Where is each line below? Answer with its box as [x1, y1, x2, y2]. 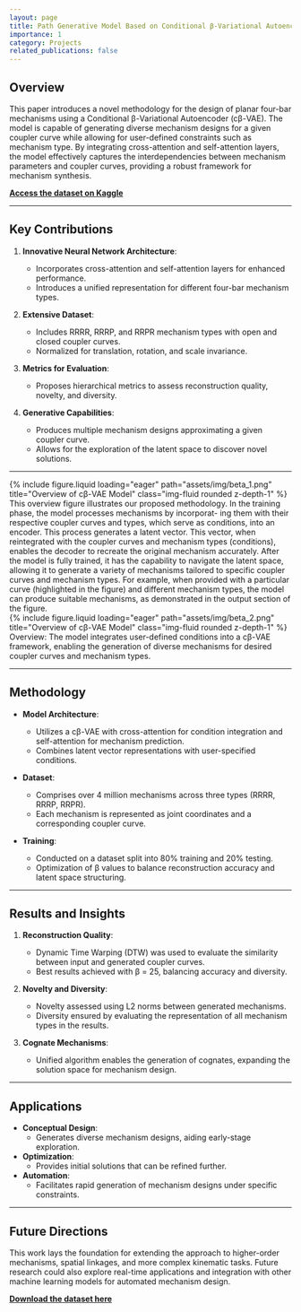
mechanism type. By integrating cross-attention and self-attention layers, [9, 141, 279, 152]
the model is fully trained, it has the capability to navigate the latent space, [9, 555, 284, 566]
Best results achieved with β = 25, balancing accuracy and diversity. [35, 966, 288, 977]
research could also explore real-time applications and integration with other [9, 1266, 292, 1277]
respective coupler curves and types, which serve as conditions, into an [9, 517, 275, 527]
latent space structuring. [35, 872, 127, 882]
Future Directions [9, 1223, 108, 1238]
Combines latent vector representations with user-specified [35, 745, 256, 756]
